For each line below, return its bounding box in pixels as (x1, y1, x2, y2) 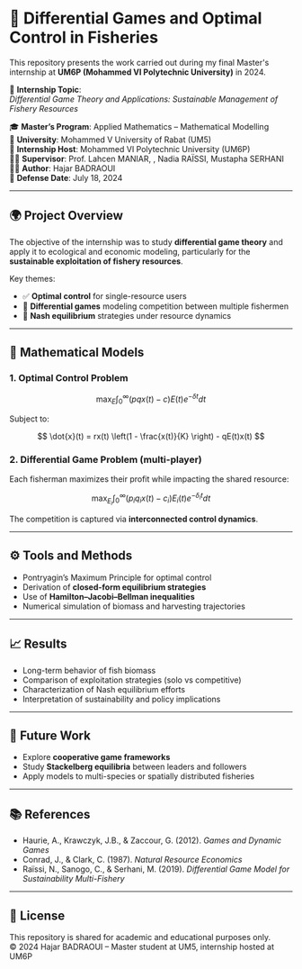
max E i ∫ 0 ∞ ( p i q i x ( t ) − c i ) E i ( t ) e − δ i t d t (91, 491, 211, 507)
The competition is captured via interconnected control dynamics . (9, 513, 259, 524)
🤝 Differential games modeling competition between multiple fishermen (22, 301, 289, 312)
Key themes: (9, 273, 56, 284)
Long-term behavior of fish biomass (22, 665, 156, 675)
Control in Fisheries (9, 27, 159, 48)
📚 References (9, 806, 91, 822)
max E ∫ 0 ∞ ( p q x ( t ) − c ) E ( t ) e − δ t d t (95, 392, 207, 406)
